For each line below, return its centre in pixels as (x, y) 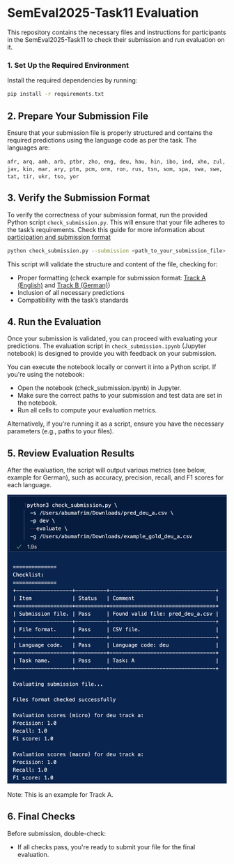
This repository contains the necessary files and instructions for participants (117, 32)
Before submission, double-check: (57, 833)
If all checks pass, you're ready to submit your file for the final (106, 847)
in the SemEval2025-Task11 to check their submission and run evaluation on (116, 39)
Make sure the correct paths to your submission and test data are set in (120, 396)
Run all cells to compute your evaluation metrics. (87, 410)
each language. (30, 485)
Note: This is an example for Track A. (60, 795)
